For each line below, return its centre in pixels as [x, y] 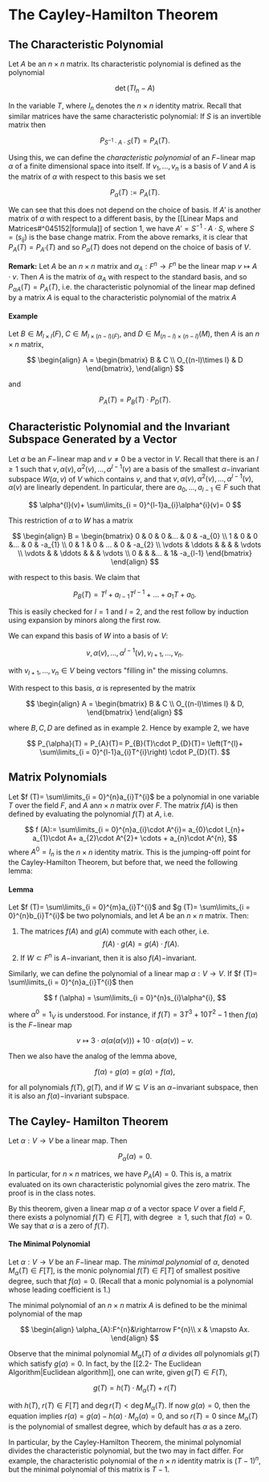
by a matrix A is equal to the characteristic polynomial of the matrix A [122, 298]
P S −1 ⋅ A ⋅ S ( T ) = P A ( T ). [135, 141]
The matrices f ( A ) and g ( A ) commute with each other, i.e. [114, 931]
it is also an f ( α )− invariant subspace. [69, 1096]
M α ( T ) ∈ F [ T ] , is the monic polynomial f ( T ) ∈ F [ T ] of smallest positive [124, 1271]
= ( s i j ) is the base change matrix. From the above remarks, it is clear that [128, 238]
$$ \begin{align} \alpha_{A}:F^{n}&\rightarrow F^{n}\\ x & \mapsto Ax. [135, 1329]
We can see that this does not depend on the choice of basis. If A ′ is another [134, 209]
